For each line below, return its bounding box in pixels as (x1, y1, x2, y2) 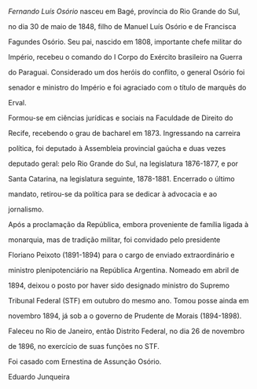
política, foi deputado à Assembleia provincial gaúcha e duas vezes (8, 144, 226, 152)
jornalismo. (8, 204, 45, 214)
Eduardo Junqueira (8, 372, 71, 381)
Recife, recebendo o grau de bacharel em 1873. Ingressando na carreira (8, 129, 241, 138)
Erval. (8, 98, 27, 107)
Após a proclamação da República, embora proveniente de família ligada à (8, 220, 249, 229)
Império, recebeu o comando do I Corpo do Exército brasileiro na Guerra (8, 53, 243, 61)
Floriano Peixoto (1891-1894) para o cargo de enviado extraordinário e (8, 251, 235, 259)
